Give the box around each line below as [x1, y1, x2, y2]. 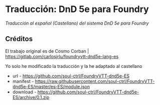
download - [12, 89, 37, 95]
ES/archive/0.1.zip [12, 94, 50, 100]
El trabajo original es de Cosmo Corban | [5, 48, 89, 54]
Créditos [5, 35, 33, 43]
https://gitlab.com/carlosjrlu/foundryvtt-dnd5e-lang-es [5, 53, 119, 59]
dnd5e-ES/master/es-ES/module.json [12, 83, 90, 89]
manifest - [12, 78, 34, 84]
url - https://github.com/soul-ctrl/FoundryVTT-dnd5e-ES [12, 73, 130, 79]
